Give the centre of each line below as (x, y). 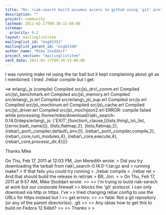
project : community (25, 19)
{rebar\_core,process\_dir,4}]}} (37, 142)
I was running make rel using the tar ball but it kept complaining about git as (82, 74)
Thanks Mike (18, 151)
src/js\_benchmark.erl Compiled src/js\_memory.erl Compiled (67, 94)
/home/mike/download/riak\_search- (78, 115)
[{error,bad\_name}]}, (27, 126)
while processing (22, 115)
